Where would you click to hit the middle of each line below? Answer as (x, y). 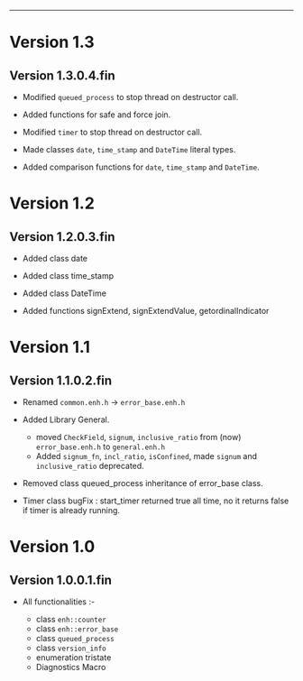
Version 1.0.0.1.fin (61, 580)
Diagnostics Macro (71, 667)
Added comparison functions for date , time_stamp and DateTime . (141, 167)
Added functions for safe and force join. (96, 115)
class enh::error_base (77, 629)
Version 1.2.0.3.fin (62, 237)
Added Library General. (66, 419)
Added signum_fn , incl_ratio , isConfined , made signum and (147, 456)
